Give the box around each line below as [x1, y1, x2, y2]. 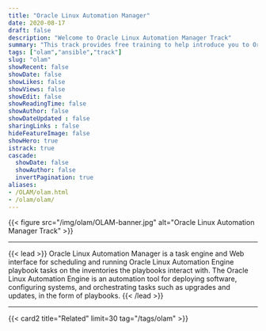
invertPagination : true [15, 173, 93, 182]
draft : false [8, 26, 51, 34]
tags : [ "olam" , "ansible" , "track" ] [8, 48, 123, 56]
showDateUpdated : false [8, 115, 90, 123]
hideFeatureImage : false [8, 129, 90, 137]
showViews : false [8, 85, 66, 93]
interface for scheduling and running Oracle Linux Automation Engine [8, 257, 234, 266]
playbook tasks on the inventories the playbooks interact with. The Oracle [8, 265, 249, 275]
